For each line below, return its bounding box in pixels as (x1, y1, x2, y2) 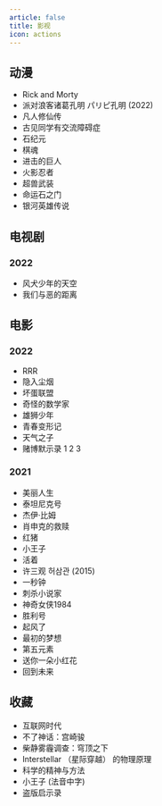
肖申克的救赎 (21, 520, 69, 532)
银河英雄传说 (21, 200, 69, 211)
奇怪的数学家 (21, 399, 69, 409)
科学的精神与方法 (21, 765, 85, 776)
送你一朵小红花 (21, 654, 77, 666)
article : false (9, 13, 66, 22)
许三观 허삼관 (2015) (21, 565, 95, 576)
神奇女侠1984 (21, 599, 72, 609)
